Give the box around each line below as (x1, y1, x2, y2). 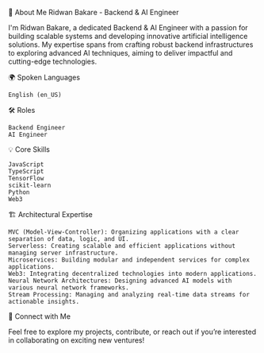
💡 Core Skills (8, 145, 50, 154)
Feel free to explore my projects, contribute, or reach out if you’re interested (8, 327, 257, 336)
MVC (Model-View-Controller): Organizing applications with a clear (8, 228, 239, 236)
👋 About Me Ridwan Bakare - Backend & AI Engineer (8, 8, 180, 17)
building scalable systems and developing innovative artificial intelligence (8, 32, 248, 41)
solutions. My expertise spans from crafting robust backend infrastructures (8, 40, 254, 49)
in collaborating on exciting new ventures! (8, 336, 145, 345)
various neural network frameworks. (8, 284, 129, 292)
